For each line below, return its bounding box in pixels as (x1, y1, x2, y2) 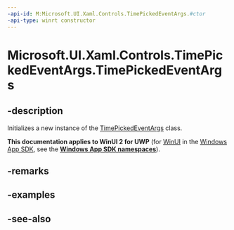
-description (7, 105, 63, 117)
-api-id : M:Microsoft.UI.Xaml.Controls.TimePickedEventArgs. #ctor (7, 10, 206, 18)
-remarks (7, 165, 49, 177)
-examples (7, 189, 56, 201)
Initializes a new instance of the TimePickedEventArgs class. (7, 124, 183, 132)
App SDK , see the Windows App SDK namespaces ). (7, 145, 160, 153)
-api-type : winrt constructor (7, 17, 96, 24)
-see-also (7, 212, 51, 225)
